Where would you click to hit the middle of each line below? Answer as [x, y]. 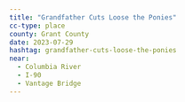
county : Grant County [49, 34]
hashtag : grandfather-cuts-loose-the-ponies [93, 51]
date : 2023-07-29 [41, 42]
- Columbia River [49, 67]
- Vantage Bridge [49, 83]
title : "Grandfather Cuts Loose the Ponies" [93, 17]
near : [19, 59]
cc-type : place [37, 26]
